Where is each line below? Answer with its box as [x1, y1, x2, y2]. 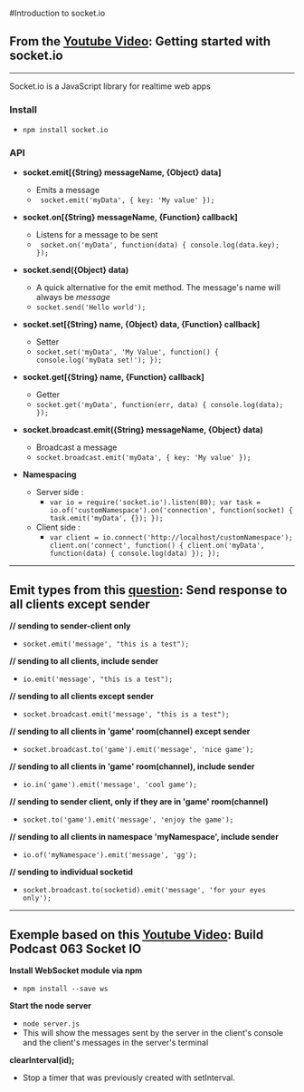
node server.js [22, 1019, 81, 1029]
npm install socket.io [22, 126, 109, 135]
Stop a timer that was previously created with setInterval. [22, 1072, 235, 1083]
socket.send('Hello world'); [35, 303, 147, 312]
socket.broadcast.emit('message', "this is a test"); [22, 710, 230, 719]
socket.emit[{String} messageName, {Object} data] [22, 167, 222, 178]
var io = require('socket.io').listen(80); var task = [49, 498, 261, 507]
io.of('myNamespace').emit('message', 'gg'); [22, 851, 197, 860]
